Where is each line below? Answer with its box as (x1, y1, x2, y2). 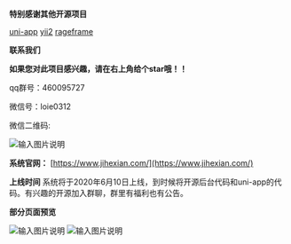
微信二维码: (9, 120, 51, 130)
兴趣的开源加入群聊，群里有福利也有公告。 (32, 188, 188, 198)
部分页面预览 (9, 207, 56, 216)
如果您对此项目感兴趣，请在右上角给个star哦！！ (9, 64, 188, 74)
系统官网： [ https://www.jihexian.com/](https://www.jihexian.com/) (9, 158, 254, 168)
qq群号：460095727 (9, 83, 85, 92)
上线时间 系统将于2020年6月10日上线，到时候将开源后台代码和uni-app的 (9, 177, 275, 187)
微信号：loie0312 (9, 101, 72, 112)
